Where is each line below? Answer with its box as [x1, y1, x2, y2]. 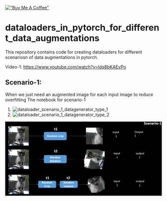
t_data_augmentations [5, 33, 100, 44]
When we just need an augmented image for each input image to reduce [5, 91, 154, 97]
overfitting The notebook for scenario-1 [5, 97, 86, 103]
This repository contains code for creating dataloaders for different [5, 49, 143, 55]
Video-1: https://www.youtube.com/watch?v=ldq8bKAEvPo [5, 64, 127, 69]
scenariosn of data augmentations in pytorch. [5, 54, 98, 60]
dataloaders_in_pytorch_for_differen [5, 22, 160, 33]
